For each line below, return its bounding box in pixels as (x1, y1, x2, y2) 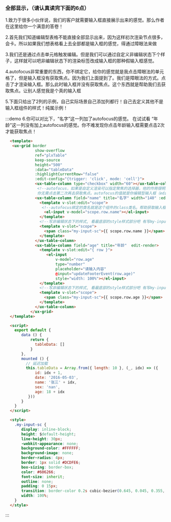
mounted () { (21, 356, 49, 361)
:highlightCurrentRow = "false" (35, 172, 99, 177)
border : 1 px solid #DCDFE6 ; (21, 460, 81, 465)
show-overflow (35, 148, 65, 153)
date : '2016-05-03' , (35, 375, 79, 380)
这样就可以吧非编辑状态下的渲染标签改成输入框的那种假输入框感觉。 (14, 58, 157, 64)
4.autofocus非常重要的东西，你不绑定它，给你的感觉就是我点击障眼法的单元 (5, 69, 164, 75)
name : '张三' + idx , (35, 380, 77, 385)
